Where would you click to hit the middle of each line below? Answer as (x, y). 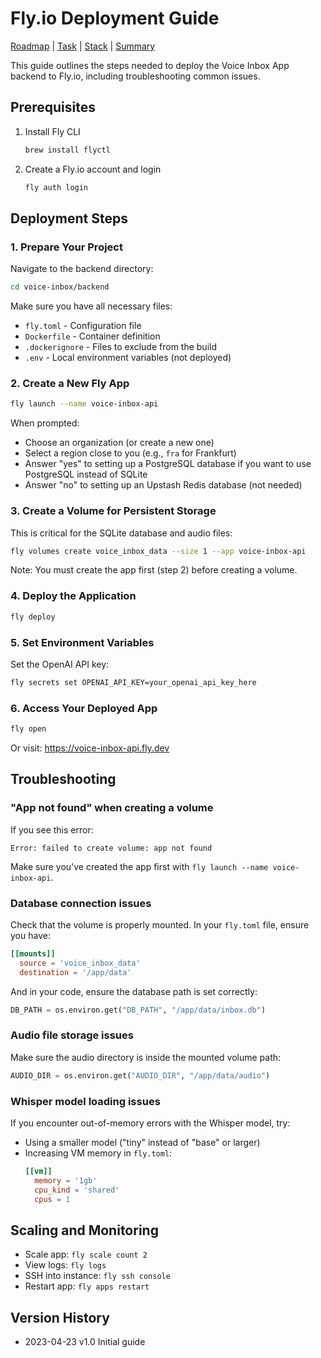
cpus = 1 (52, 1199)
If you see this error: (52, 829)
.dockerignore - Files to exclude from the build (120, 347)
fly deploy (33, 617)
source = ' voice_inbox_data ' (80, 963)
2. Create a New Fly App (70, 383)
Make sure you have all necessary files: (91, 306)
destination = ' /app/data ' (75, 972)
